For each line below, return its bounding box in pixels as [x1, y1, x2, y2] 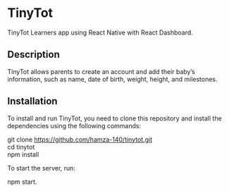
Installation [7, 95, 58, 107]
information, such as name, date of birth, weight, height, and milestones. [7, 75, 218, 83]
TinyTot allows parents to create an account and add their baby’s [7, 67, 195, 75]
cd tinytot [7, 142, 35, 151]
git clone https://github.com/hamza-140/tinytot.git [7, 135, 153, 144]
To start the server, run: [7, 163, 76, 172]
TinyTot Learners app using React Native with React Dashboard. [7, 28, 194, 37]
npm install [7, 150, 39, 158]
